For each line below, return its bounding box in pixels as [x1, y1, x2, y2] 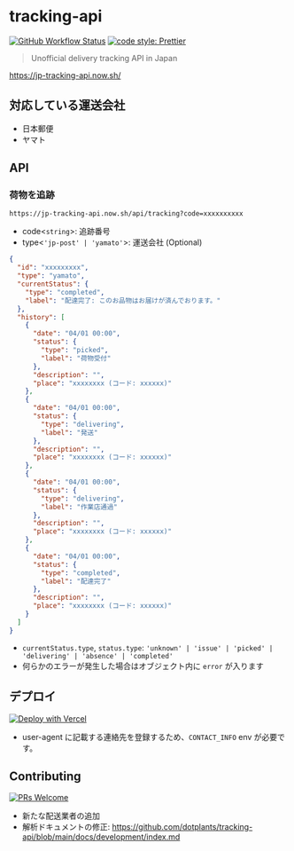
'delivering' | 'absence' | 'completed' [21, 651, 174, 660]
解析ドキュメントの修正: [21, 822, 111, 832]
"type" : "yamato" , [17, 272, 86, 280]
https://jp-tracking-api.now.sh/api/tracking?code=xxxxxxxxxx [9, 209, 244, 218]
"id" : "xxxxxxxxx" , [17, 264, 89, 272]
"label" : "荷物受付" [41, 353, 112, 363]
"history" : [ [17, 312, 66, 321]
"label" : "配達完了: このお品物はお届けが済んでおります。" [25, 295, 221, 305]
